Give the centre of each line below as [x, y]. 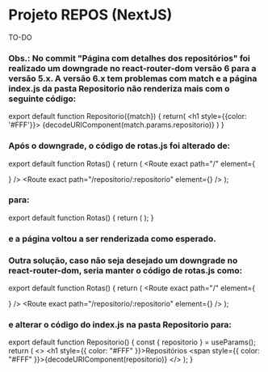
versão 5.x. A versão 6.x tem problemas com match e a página [133, 78]
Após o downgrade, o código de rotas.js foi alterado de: [119, 146]
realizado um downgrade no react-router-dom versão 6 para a [132, 68]
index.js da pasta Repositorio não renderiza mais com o [119, 88]
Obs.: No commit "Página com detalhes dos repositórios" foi [129, 58]
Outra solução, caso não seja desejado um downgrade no [123, 260]
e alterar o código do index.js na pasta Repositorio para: [120, 324]
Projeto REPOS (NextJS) [90, 15]
